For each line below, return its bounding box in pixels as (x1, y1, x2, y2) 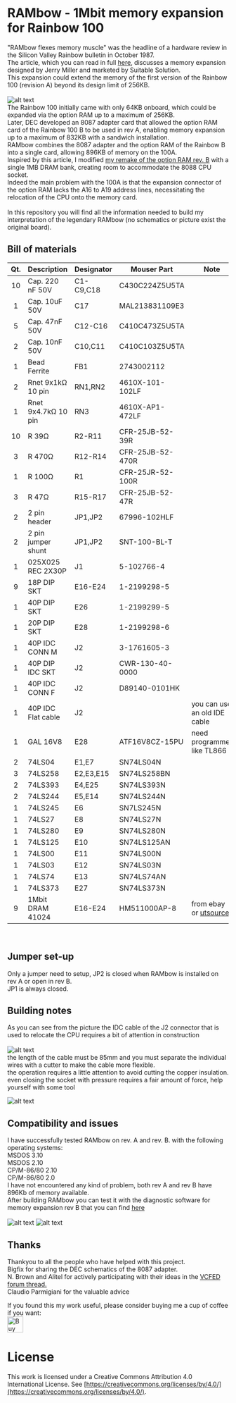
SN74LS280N (119, 826, 166, 836)
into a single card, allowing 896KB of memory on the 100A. (7, 148, 178, 156)
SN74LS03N (119, 860, 162, 870)
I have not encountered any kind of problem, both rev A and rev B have (7, 1181, 212, 1189)
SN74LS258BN (119, 768, 171, 778)
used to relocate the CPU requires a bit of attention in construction (7, 1031, 200, 1039)
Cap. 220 (27, 276, 59, 286)
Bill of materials (7, 243, 77, 255)
